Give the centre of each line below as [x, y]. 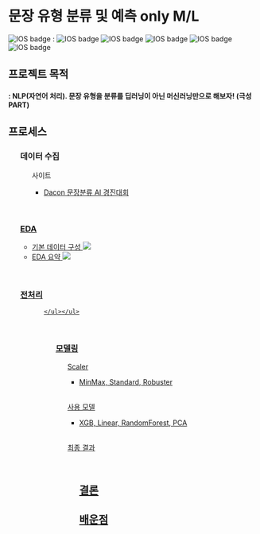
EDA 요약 [46, 257]
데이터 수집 [39, 157]
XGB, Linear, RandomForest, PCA [133, 423]
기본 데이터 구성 [56, 246]
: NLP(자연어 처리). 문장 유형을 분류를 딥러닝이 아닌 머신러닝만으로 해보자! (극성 [130, 95]
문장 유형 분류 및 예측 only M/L [104, 16]
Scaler [78, 366]
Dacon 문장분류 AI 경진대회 [86, 192]
